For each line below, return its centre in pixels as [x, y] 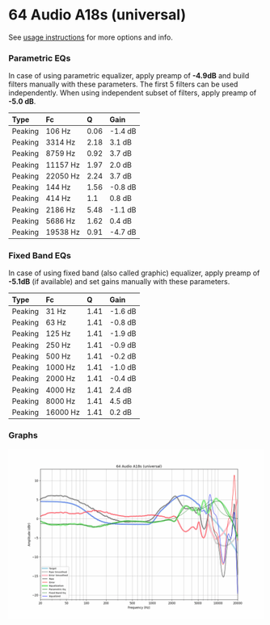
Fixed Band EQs [40, 255]
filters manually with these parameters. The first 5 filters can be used [123, 84]
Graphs [23, 435]
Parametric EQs [40, 58]
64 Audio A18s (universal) [97, 15]
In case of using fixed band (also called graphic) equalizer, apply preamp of [134, 273]
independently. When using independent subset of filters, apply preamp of [133, 93]
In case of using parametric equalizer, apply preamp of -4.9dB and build [129, 76]
